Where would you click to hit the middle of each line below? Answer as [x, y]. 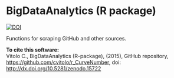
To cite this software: [32, 50]
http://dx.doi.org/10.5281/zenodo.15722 [54, 68]
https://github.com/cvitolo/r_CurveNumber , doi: [64, 62]
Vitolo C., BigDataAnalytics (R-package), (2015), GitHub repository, [88, 56]
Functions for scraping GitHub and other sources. [66, 38]
